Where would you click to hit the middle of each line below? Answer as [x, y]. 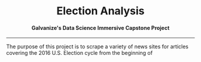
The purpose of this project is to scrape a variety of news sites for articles [97, 46]
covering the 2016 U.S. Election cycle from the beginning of [80, 53]
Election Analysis [100, 11]
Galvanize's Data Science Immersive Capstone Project [100, 27]
